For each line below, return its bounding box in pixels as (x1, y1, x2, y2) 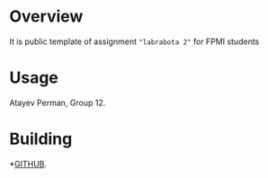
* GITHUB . (9, 158, 48, 169)
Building (9, 129, 73, 149)
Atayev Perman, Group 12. (9, 97, 106, 108)
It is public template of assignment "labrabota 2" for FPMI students (9, 36, 260, 47)
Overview (9, 6, 84, 27)
